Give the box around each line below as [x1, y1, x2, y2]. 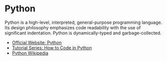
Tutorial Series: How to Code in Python [11, 45, 92, 51]
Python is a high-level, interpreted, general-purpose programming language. [4, 19, 162, 25]
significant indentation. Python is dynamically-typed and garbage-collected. [4, 30, 162, 36]
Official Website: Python [11, 39, 62, 45]
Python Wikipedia [11, 50, 48, 56]
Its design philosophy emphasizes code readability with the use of [4, 24, 141, 30]
